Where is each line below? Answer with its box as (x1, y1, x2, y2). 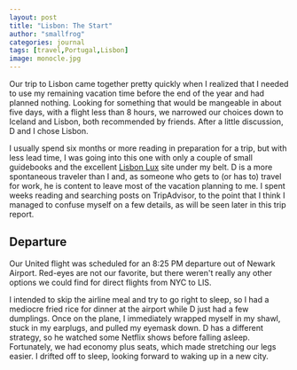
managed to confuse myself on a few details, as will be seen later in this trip (9, 200, 286, 209)
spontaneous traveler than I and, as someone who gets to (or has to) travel (9, 171, 282, 182)
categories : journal (9, 37, 86, 47)
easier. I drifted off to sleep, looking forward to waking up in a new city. (9, 350, 269, 361)
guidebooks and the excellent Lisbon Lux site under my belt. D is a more (9, 161, 273, 172)
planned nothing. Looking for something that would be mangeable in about (9, 98, 282, 107)
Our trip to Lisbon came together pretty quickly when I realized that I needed (9, 79, 289, 89)
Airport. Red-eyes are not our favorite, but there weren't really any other (9, 267, 272, 278)
